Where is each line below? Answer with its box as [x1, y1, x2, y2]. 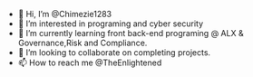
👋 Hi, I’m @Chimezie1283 [17, 9, 112, 19]
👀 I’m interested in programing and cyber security [17, 18, 204, 29]
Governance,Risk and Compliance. [17, 37, 148, 48]
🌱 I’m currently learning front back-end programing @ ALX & [17, 28, 244, 38]
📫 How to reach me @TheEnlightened [17, 57, 162, 68]
